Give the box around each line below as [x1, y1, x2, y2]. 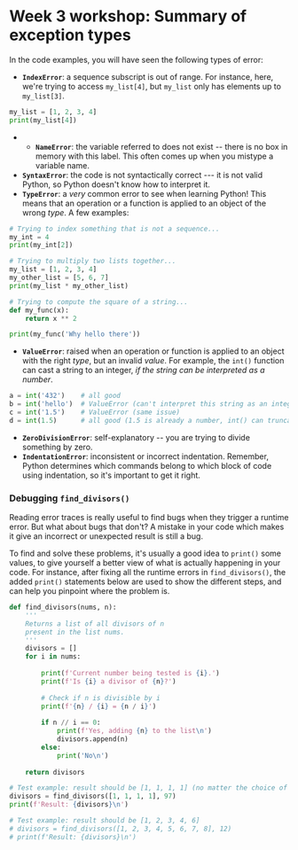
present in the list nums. [25, 628, 125, 636]
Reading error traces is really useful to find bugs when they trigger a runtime [9, 512, 289, 523]
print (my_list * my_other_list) [9, 281, 129, 290]
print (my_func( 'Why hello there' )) [9, 330, 141, 339]
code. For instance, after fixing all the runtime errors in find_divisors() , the [9, 567, 286, 578]
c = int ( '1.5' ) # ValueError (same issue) [9, 408, 180, 417]
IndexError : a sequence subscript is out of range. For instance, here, [21, 71, 274, 82]
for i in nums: [25, 652, 82, 661]
